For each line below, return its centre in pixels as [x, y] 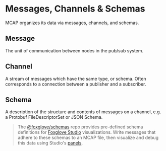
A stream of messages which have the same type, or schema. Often [76, 79]
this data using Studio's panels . [50, 143]
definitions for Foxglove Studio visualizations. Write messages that [87, 132]
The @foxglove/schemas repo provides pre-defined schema [80, 127]
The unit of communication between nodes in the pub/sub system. [74, 50]
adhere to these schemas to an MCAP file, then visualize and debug [88, 138]
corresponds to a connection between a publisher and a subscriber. [76, 84]
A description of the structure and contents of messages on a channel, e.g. [83, 112]
